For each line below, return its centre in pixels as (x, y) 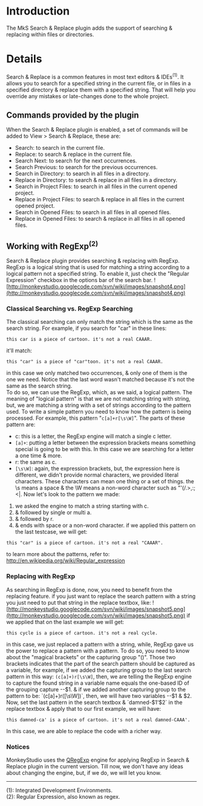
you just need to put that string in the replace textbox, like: (79, 602)
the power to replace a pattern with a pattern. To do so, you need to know (98, 651)
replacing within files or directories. (50, 34)
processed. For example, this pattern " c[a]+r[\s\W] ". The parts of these (96, 418)
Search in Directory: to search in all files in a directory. (82, 173)
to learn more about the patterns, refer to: (58, 554)
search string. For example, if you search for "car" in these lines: (87, 328)
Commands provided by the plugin (72, 115)
